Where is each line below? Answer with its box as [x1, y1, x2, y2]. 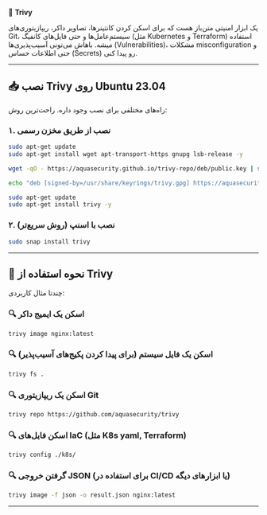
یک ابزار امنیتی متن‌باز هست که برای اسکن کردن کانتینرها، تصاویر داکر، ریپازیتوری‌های [8, 23, 258, 32]
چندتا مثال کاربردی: [8, 288, 65, 298]
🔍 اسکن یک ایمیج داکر [8, 309, 85, 320]
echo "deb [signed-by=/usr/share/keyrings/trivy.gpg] [8, 179, 191, 187]
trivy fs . [8, 370, 44, 378]
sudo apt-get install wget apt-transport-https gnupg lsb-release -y [8, 150, 244, 158]
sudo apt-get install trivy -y [8, 201, 112, 209]
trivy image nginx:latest [8, 330, 94, 337]
